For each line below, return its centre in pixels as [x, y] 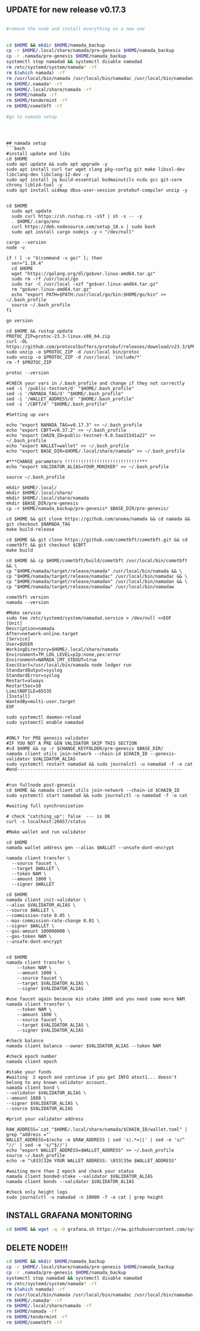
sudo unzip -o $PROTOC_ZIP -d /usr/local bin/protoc [73, 352]
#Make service [24, 613]
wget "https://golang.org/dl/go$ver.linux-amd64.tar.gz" [84, 274]
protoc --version [28, 373]
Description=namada [30, 629]
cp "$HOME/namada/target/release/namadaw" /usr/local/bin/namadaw [90, 587]
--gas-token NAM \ [29, 936]
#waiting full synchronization [45, 806]
